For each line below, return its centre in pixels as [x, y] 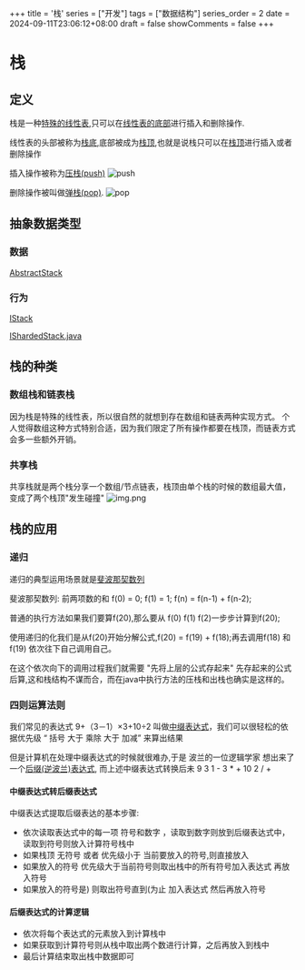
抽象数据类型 [45, 224]
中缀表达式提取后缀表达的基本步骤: [74, 813]
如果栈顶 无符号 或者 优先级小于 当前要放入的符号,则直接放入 [136, 855]
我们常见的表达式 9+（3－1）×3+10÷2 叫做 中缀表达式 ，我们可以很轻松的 [145, 726]
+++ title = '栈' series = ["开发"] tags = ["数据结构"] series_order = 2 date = [150, 13]
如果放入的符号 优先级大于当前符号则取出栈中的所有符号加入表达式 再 [152, 866]
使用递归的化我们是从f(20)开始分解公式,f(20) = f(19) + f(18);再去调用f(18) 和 [150, 637]
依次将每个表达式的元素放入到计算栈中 [94, 934]
